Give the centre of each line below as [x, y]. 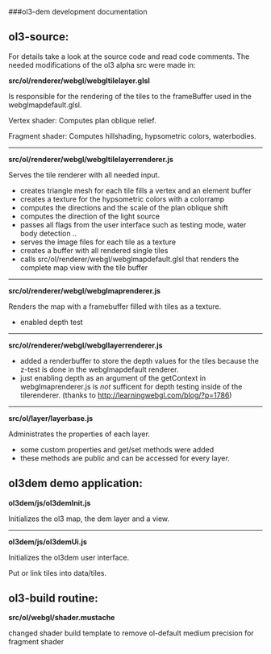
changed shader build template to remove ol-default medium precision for [131, 633]
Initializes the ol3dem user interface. [69, 557]
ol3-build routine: [53, 599]
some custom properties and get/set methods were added [117, 449]
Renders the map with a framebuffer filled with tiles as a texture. [115, 306]
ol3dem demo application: [75, 483]
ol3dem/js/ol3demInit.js [50, 502]
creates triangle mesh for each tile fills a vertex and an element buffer [135, 190]
